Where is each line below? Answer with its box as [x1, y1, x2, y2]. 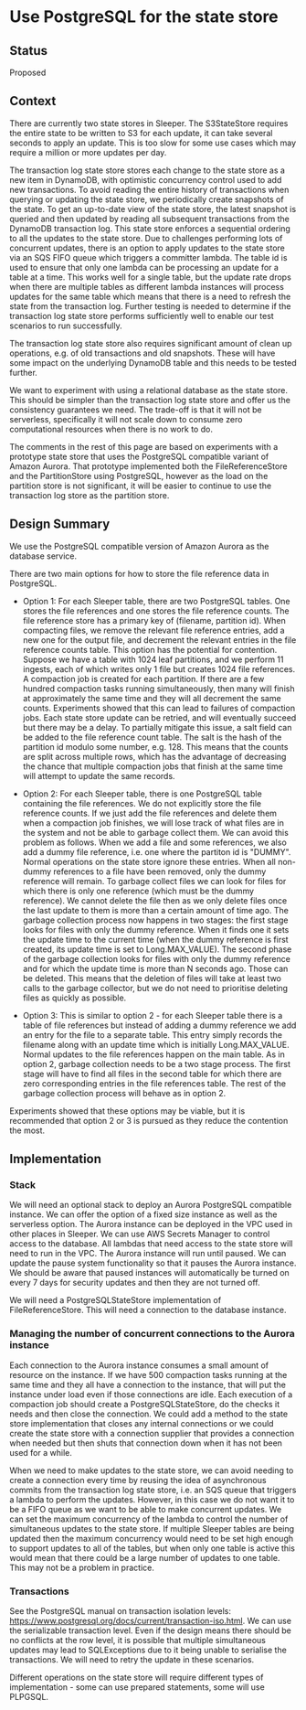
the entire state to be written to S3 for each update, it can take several [9, 127, 273, 138]
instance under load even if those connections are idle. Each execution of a [9, 1388, 293, 1400]
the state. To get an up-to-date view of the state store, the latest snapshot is [9, 203, 297, 214]
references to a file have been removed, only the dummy [53, 866, 267, 877]
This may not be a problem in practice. [9, 1562, 155, 1573]
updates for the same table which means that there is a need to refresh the [9, 291, 291, 302]
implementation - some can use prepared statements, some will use [9, 1681, 265, 1693]
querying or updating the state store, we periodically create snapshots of [9, 194, 285, 205]
